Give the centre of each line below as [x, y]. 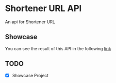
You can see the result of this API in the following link [58, 48]
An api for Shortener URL [30, 22]
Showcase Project [30, 75]
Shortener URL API [43, 8]
